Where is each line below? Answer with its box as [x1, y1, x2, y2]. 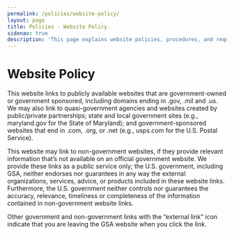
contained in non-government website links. [7, 199, 134, 208]
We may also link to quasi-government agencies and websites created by [7, 104, 218, 112]
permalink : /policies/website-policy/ [7, 10, 120, 17]
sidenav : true [7, 29, 49, 37]
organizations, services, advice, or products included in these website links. [7, 177, 225, 185]
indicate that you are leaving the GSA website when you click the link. [7, 220, 207, 229]
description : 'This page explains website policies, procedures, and [7, 36, 214, 43]
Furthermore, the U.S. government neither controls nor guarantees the [7, 184, 209, 192]
